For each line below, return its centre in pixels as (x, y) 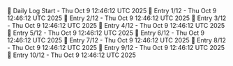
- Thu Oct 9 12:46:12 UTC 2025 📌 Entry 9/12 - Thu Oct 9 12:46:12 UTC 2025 (116, 48)
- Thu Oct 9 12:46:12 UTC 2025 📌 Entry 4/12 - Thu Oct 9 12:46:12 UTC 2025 (116, 25)
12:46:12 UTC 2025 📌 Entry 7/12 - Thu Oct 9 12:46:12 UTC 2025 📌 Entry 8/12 (117, 40)
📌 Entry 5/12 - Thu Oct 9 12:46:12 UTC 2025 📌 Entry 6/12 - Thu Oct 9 (106, 33)
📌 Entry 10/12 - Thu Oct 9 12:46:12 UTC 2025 (72, 55)
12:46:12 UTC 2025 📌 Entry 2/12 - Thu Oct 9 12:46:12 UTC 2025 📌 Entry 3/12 (117, 18)
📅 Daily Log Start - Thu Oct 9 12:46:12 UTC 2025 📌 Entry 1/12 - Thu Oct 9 (112, 11)
